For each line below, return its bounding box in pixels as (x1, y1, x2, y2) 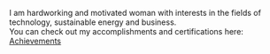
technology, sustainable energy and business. (9, 17, 177, 27)
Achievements (9, 35, 62, 46)
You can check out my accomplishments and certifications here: (9, 27, 243, 36)
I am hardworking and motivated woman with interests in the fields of (9, 8, 261, 18)
